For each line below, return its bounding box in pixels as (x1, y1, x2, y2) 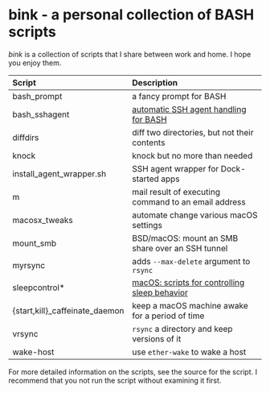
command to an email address (132, 196, 247, 207)
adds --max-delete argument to (132, 255, 251, 267)
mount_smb (12, 238, 57, 249)
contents (132, 137, 166, 148)
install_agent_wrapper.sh (12, 168, 107, 179)
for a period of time (132, 310, 205, 321)
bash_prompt (12, 90, 63, 101)
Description (132, 77, 178, 88)
